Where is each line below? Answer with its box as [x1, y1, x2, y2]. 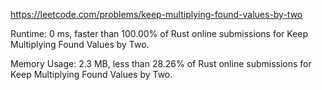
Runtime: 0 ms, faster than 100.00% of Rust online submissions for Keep [10, 28, 309, 39]
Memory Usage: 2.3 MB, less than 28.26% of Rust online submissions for [10, 58, 312, 69]
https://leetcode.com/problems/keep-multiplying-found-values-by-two [10, 9, 303, 20]
